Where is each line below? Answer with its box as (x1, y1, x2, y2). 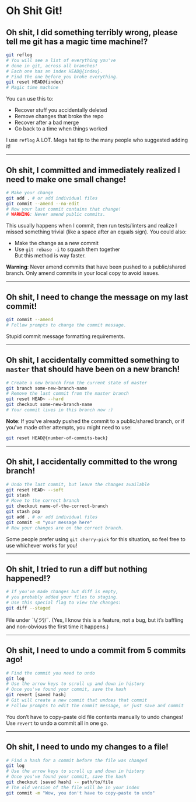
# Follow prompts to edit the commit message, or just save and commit (6, 703, 184, 708)
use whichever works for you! (6, 542, 78, 549)
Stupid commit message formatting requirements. (6, 332, 125, 340)
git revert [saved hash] (6, 692, 66, 698)
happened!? (6, 573, 51, 583)
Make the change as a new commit (14, 240, 99, 247)
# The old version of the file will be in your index (6, 784, 140, 790)
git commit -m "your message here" (6, 519, 93, 525)
